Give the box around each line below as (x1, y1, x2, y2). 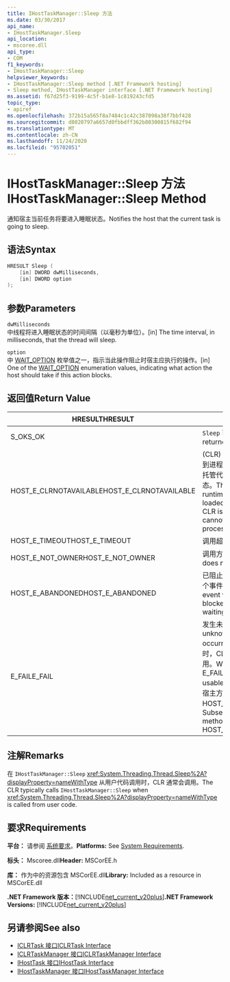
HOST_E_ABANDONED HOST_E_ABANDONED (10, 588, 157, 598)
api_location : (7, 36, 48, 43)
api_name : (7, 23, 36, 30)
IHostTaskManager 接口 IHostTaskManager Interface (16, 967, 164, 976)
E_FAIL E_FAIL (10, 671, 53, 681)
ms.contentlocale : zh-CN (7, 131, 78, 138)
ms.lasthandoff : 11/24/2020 (7, 138, 88, 145)
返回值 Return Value (7, 392, 91, 404)
